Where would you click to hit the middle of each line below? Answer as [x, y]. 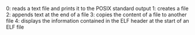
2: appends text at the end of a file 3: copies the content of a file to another [96, 15]
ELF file [15, 27]
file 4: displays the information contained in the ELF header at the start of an [98, 21]
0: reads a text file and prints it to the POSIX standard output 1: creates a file [97, 8]
